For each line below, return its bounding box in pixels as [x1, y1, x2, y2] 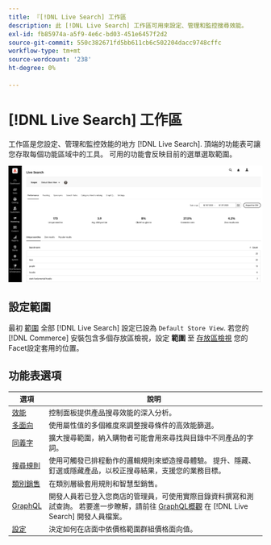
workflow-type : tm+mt [8, 47, 81, 56]
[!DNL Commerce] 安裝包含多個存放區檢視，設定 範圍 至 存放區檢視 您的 [8, 333, 248, 343]
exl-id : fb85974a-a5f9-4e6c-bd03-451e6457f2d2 [8, 30, 168, 38]
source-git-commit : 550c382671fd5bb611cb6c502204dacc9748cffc [8, 39, 222, 47]
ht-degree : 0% [8, 64, 56, 73]
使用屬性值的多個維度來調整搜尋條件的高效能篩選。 [48, 420, 219, 430]
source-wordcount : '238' [8, 56, 92, 64]
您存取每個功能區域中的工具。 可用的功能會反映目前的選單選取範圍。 [8, 149, 236, 159]
